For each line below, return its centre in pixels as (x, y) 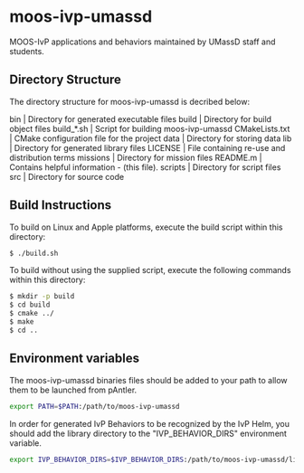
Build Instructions (61, 205)
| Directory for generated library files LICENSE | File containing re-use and (147, 147)
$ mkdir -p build (42, 297)
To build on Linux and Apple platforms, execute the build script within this (146, 227)
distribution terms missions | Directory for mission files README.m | (136, 157)
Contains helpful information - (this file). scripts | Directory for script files (145, 167)
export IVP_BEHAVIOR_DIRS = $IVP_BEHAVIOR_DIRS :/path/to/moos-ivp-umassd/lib (155, 459)
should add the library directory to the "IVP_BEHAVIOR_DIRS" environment (148, 433)
